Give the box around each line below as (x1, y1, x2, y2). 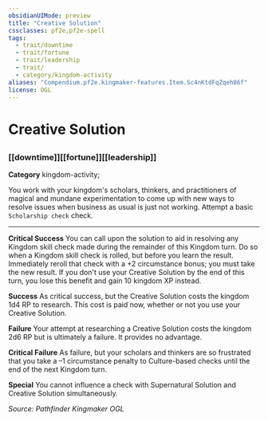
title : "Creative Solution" (8, 19, 102, 27)
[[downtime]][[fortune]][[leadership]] (8, 151, 157, 163)
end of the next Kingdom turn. (8, 364, 108, 375)
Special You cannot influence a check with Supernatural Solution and (8, 380, 237, 390)
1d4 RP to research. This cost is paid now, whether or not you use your (8, 300, 241, 309)
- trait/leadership (15, 57, 81, 65)
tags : (8, 33, 26, 42)
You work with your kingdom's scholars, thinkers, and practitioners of (8, 185, 237, 195)
